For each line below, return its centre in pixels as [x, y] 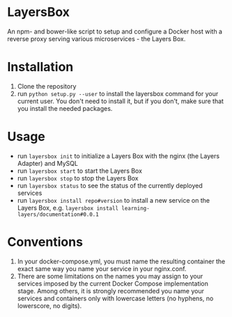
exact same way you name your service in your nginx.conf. [102, 268]
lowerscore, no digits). [49, 306]
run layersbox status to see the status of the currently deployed [110, 185]
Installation [40, 67]
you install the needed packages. [65, 108]
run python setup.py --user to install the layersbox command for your [118, 93]
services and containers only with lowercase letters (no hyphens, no [115, 298]
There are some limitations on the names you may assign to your [110, 276]
